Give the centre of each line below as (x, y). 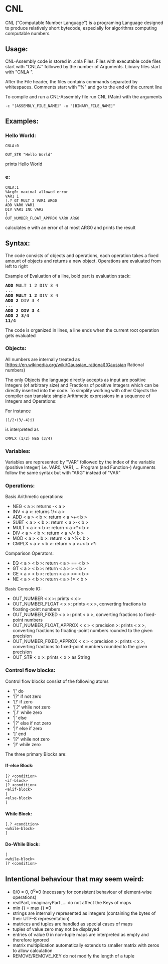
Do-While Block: (23, 844)
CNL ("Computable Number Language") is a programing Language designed (84, 23)
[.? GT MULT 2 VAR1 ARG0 (31, 201)
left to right (17, 266)
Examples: (22, 121)
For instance (18, 411)
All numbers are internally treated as (43, 359)
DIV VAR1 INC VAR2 (24, 209)
